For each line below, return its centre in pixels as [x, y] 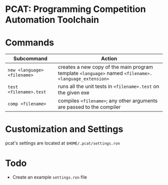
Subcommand [30, 58]
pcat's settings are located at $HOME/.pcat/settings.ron [63, 143]
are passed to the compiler [89, 107]
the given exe [74, 92]
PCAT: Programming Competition [75, 9]
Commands [30, 43]
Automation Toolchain [52, 20]
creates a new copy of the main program [105, 67]
